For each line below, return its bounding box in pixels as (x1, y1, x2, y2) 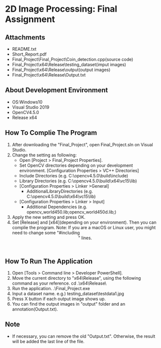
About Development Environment (5, 86, 108, 95)
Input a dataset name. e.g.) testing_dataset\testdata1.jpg (12, 291, 125, 297)
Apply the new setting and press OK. (12, 214, 86, 220)
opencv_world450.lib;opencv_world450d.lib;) (26, 209, 116, 215)
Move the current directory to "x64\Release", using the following (12, 275, 141, 281)
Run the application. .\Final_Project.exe (12, 286, 90, 291)
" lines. (78, 235, 92, 241)
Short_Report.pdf (12, 51, 47, 57)
